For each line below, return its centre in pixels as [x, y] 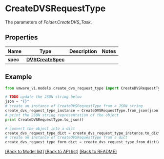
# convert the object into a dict [40, 128]
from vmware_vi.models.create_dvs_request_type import [62, 88]
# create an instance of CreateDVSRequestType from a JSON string [74, 106]
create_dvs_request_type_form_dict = [43, 142]
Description [83, 51]
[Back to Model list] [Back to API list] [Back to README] [61, 152]
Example [19, 77]
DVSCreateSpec [45, 59]
